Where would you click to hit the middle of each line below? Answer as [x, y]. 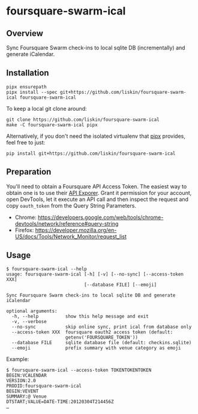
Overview [25, 33]
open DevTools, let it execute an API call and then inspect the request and [97, 199]
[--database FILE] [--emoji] [120, 285]
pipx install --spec [32, 92]
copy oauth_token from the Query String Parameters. [71, 205]
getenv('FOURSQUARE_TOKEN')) [101, 338]
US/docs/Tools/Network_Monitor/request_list [71, 236]
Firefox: [24, 230]
